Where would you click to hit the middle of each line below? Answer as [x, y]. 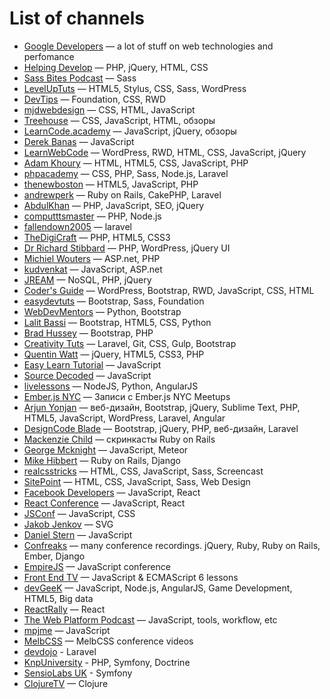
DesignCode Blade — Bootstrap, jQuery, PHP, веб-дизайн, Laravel [161, 428]
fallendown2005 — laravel [77, 226]
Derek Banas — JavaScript [79, 141]
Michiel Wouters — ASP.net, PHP [92, 258]
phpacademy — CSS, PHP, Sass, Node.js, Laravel [126, 173]
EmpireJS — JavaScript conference [97, 566]
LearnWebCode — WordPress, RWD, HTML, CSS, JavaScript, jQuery [165, 152]
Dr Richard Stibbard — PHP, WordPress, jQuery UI [127, 248]
